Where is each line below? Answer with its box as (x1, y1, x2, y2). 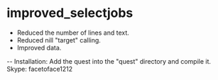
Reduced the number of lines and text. (16, 28, 129, 37)
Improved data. (16, 43, 62, 52)
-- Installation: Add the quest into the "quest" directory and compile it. (6, 57, 211, 65)
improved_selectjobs (6, 5, 133, 21)
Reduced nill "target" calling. (16, 35, 101, 44)
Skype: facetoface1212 (6, 64, 73, 73)
